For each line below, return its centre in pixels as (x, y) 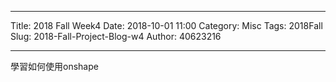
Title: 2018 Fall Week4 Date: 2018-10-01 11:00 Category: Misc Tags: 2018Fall (166, 25)
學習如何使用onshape (54, 66)
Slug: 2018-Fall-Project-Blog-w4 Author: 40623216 (116, 36)
